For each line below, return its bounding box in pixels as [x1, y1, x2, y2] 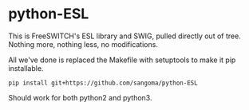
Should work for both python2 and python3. [8, 92, 152, 102]
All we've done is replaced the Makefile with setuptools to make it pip [8, 55, 236, 65]
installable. [8, 63, 44, 73]
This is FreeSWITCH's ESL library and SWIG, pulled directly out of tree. [8, 31, 241, 41]
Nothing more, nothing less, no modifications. [8, 39, 158, 49]
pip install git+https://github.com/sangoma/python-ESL [8, 79, 198, 87]
